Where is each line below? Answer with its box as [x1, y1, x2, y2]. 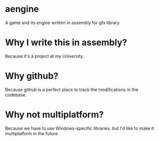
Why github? [5, 70, 59, 82]
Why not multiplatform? [5, 109, 104, 120]
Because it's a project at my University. [5, 53, 84, 59]
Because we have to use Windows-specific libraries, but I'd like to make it [5, 125, 155, 131]
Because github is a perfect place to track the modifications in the [5, 86, 138, 92]
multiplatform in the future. [5, 130, 59, 136]
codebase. [5, 92, 27, 98]
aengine [5, 3, 39, 15]
